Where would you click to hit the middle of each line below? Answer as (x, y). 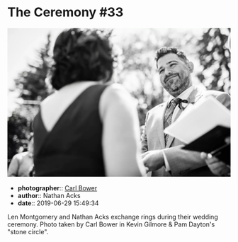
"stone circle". (28, 231)
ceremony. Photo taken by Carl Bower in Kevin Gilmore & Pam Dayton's (111, 224)
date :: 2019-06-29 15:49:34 (58, 203)
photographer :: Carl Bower (57, 188)
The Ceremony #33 (66, 12)
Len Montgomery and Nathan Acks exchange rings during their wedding (113, 217)
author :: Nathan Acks (49, 195)
